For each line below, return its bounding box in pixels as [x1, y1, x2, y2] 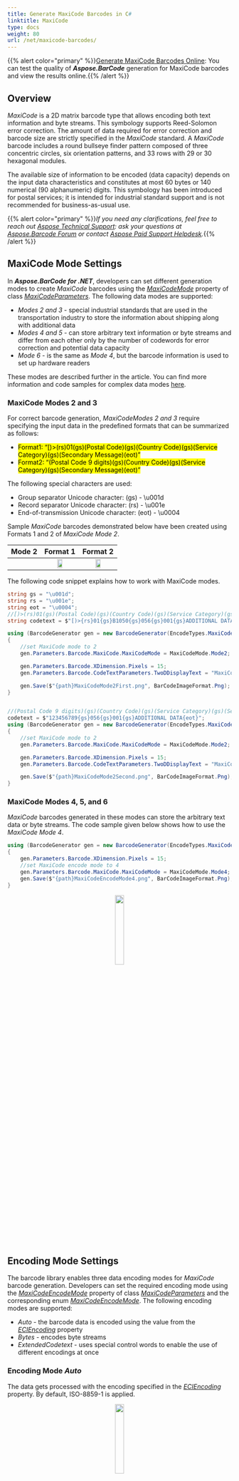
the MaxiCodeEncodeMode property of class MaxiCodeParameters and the [7, 1289, 230, 1297]
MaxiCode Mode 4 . [7, 828, 64, 837]
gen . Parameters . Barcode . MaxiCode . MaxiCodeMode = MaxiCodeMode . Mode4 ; [20, 868, 231, 875]
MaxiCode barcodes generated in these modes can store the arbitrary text [7, 813, 225, 821]
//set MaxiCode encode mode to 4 [20, 862, 119, 869]
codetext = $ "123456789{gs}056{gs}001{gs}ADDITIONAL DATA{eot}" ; [7, 714, 205, 722]
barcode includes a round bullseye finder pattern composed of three [7, 141, 208, 150]
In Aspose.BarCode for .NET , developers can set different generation [7, 276, 212, 285]
